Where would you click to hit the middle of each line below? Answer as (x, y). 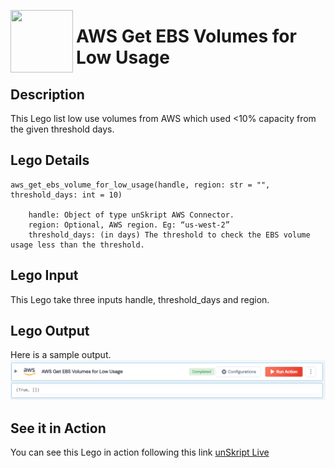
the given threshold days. (62, 129)
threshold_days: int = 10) (66, 195)
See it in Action (58, 428)
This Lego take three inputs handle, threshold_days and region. (140, 299)
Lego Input (44, 275)
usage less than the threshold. (77, 245)
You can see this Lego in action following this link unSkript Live (140, 452)
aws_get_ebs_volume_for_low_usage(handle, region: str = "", (140, 185)
